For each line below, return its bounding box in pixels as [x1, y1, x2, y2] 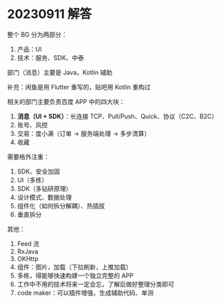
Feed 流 [17, 239, 40, 248]
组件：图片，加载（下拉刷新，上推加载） [17, 262, 132, 271]
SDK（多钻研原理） [17, 184, 72, 193]
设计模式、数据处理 [17, 193, 72, 201]
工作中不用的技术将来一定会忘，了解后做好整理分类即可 [17, 280, 174, 288]
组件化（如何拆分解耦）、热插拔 [17, 201, 105, 210]
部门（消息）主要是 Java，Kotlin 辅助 [7, 68, 113, 76]
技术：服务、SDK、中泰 [17, 53, 85, 62]
